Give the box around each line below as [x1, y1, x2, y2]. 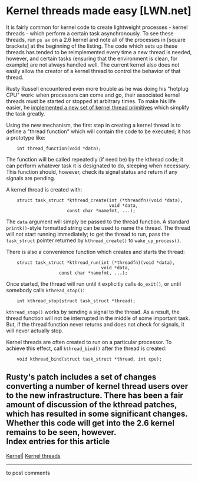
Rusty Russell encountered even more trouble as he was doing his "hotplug [6, 85, 189, 92]
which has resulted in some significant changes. [6, 409, 188, 419]
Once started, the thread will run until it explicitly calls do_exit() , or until [6, 280, 181, 287]
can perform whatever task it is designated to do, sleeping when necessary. [6, 162, 190, 169]
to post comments [6, 469, 50, 476]
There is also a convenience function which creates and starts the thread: [6, 248, 185, 255]
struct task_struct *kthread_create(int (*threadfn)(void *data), [16, 197, 183, 203]
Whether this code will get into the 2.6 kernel [6, 418, 175, 428]
